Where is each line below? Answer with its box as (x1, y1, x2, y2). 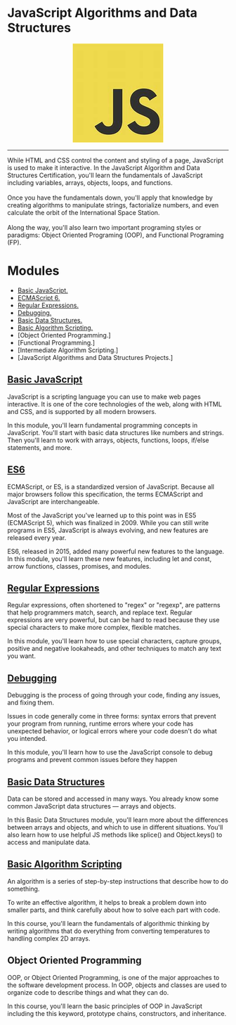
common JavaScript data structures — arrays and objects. (7, 801, 176, 810)
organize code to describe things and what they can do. (7, 988, 169, 996)
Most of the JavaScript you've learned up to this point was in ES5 (7, 511, 197, 520)
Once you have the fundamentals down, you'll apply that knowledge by (7, 193, 213, 202)
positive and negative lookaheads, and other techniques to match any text (7, 645, 221, 653)
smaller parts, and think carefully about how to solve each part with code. (7, 905, 221, 914)
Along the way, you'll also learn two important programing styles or (7, 223, 202, 231)
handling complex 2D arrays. (7, 934, 91, 943)
